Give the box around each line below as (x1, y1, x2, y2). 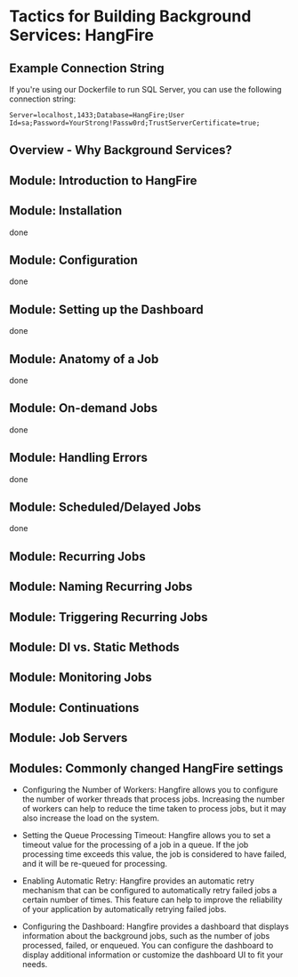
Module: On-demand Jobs (9, 400, 158, 416)
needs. (21, 959, 48, 970)
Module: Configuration (9, 252, 138, 268)
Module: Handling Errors (9, 450, 149, 465)
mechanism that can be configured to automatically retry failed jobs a (21, 885, 278, 896)
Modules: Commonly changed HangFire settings (9, 761, 284, 776)
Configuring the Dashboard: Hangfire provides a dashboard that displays (21, 921, 289, 932)
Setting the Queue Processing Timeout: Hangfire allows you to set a (21, 830, 271, 841)
